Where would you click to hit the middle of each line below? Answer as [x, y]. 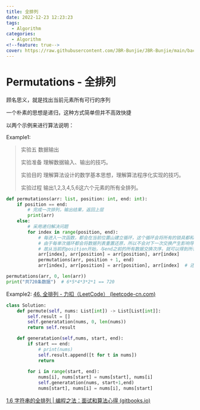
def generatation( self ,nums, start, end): [70, 338]
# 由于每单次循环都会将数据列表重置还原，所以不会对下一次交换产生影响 [114, 243]
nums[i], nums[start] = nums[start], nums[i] [95, 377]
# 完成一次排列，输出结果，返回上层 [66, 210]
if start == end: [49, 344]
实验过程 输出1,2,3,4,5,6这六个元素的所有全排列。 [81, 187]
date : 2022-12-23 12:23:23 [40, 17]
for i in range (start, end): [64, 372]
